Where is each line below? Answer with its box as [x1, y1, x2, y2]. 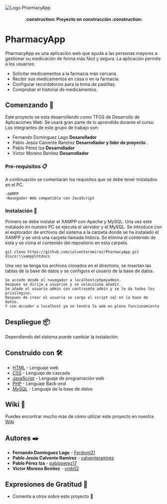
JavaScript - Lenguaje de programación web [12, 375, 105, 381]
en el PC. [5, 181, 24, 187]
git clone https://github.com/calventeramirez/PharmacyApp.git [5, 249, 140, 254]
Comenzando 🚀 [5, 100, 54, 109]
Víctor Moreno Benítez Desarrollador [12, 150, 89, 156]
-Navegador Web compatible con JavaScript [5, 195, 95, 201]
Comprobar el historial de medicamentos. [12, 86, 98, 92]
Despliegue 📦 [5, 318, 50, 327]
